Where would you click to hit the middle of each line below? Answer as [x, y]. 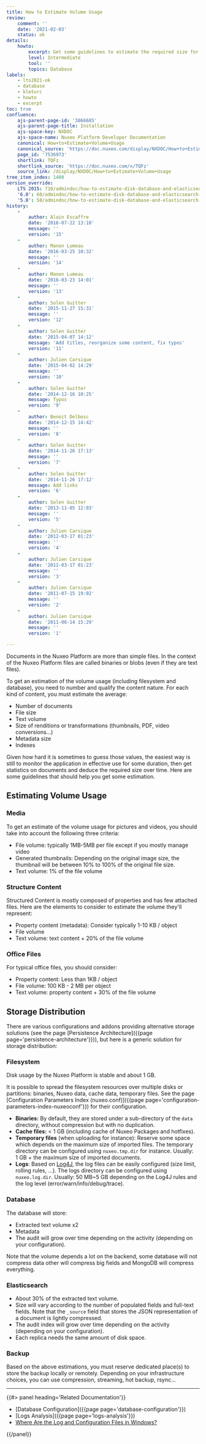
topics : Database [50, 69]
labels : [16, 75]
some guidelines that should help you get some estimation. [81, 777]
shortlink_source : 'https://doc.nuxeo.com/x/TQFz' [83, 166]
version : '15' [46, 234]
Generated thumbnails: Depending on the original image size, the [97, 858]
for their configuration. [119, 1107]
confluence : [21, 115]
